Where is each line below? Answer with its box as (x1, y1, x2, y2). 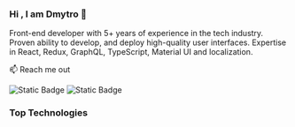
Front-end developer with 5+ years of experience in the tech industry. (9, 28, 264, 39)
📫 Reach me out (9, 64, 71, 75)
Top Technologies (9, 107, 89, 119)
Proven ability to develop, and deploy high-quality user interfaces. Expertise (9, 37, 286, 48)
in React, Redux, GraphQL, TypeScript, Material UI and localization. (9, 47, 253, 57)
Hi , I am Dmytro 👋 (9, 8, 87, 20)
